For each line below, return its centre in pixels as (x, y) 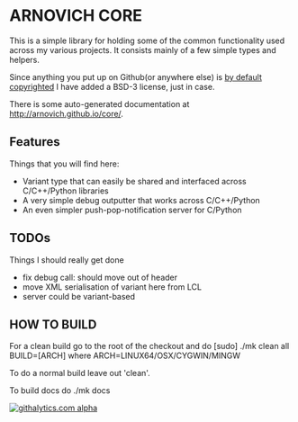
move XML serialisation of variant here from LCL (112, 287)
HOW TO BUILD (53, 324)
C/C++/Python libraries (66, 191)
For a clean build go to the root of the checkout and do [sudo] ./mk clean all (149, 346)
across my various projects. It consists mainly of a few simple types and (143, 49)
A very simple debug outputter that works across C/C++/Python (141, 200)
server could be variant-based (79, 296)
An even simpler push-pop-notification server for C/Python (132, 210)
